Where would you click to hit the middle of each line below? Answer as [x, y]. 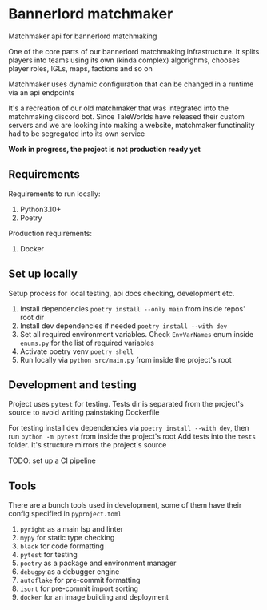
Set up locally [43, 274]
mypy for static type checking [67, 538]
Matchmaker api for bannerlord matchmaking [83, 36]
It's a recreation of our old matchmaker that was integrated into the [119, 108]
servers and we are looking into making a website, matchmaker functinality [132, 125]
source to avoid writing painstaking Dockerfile [84, 412]
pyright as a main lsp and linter [72, 529]
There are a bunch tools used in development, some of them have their [125, 505]
